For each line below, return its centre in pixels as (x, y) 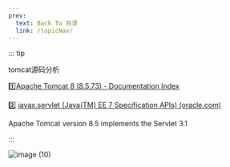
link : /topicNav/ (44, 30)
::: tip (17, 54)
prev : (17, 16)
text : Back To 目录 (47, 23)
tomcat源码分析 (34, 70)
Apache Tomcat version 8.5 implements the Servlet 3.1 (98, 124)
